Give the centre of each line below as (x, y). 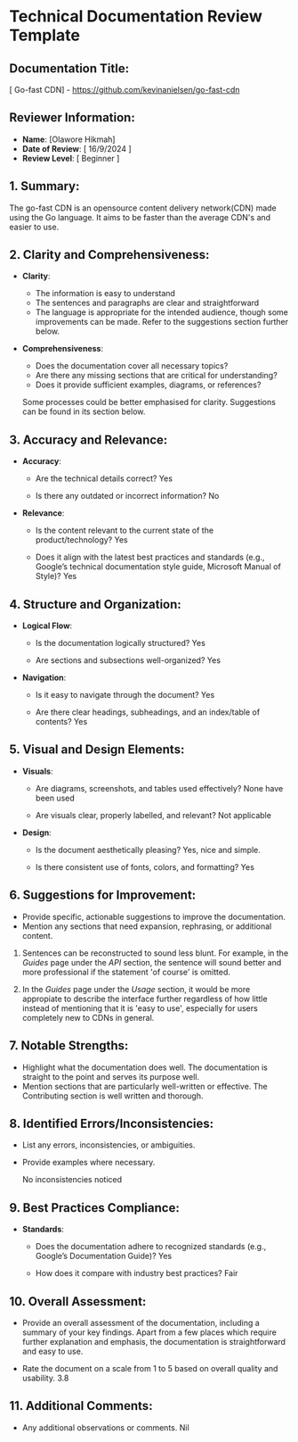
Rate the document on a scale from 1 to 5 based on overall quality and (150, 1368)
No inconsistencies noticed (72, 1180)
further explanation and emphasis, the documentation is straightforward (154, 1341)
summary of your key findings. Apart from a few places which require (149, 1332)
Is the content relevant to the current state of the (125, 530)
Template (44, 35)
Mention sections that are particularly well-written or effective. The (145, 1086)
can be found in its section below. (84, 411)
